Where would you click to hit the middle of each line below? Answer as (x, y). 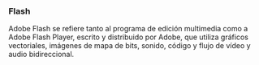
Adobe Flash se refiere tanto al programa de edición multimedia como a (128, 29)
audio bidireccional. (41, 55)
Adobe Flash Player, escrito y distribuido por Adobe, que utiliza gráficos (129, 37)
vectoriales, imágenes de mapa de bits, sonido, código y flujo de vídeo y (129, 46)
